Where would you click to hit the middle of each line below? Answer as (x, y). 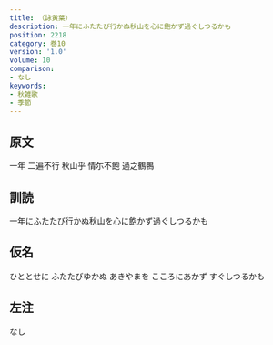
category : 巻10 (37, 43)
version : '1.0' (38, 52)
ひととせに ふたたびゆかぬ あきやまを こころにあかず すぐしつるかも (137, 276)
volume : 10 (30, 60)
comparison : (32, 69)
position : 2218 (38, 35)
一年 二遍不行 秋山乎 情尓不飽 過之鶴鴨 (82, 166)
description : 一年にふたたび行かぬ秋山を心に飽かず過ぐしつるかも (121, 26)
